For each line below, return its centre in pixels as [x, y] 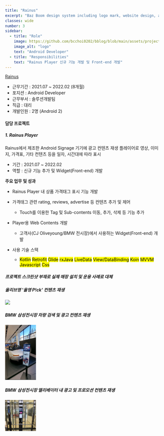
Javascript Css [34, 264]
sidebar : [14, 31]
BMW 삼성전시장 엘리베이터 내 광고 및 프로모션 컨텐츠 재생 [60, 390]
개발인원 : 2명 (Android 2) [37, 111]
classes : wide [20, 21]
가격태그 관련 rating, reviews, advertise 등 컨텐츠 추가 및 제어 [71, 202]
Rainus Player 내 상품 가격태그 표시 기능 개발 [55, 191]
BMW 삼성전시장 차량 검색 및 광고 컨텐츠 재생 [48, 315]
